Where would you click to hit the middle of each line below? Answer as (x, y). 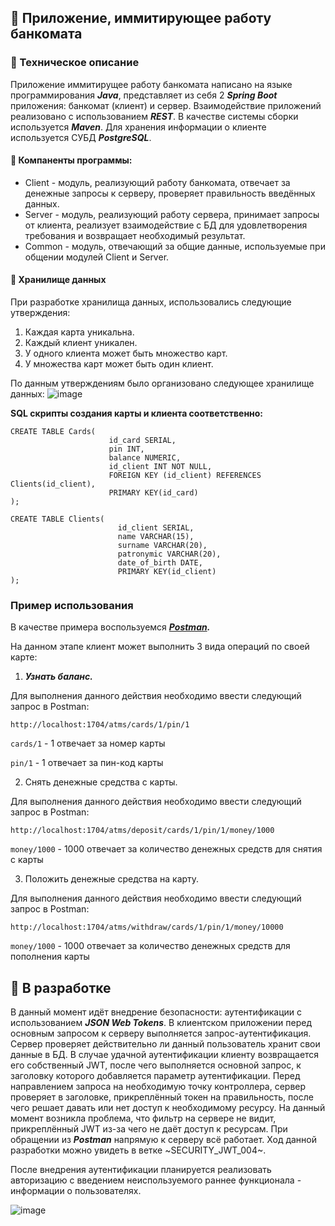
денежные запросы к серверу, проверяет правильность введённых (170, 193)
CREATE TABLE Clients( (57, 519)
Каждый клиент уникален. (81, 343)
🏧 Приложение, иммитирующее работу (141, 18)
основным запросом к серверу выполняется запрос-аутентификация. (161, 1033)
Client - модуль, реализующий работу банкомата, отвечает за (157, 182)
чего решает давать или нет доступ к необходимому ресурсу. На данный (168, 1108)
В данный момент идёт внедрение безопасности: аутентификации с (156, 1012)
